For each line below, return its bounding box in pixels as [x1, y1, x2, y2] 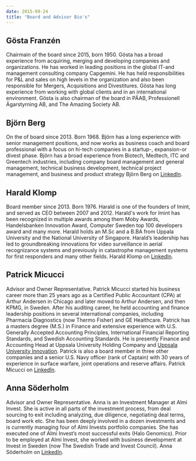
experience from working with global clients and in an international [6, 88, 167, 95]
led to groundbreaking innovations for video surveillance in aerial [6, 240, 163, 247]
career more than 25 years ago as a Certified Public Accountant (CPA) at [6, 291, 181, 298]
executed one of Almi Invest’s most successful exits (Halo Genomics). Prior [6, 429, 187, 436]
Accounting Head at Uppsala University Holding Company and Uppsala [6, 341, 178, 348]
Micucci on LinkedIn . [6, 366, 57, 373]
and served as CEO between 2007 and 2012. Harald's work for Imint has [6, 209, 180, 216]
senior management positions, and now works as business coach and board [6, 140, 190, 147]
